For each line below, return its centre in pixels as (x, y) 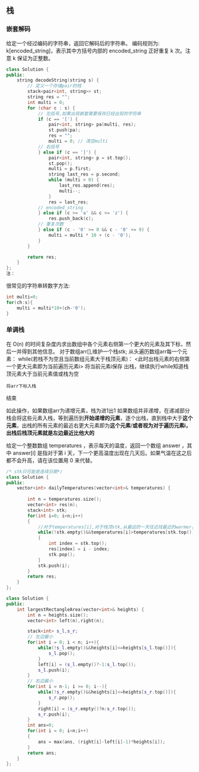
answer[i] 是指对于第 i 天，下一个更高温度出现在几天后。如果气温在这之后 (102, 453)
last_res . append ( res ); (87, 186)
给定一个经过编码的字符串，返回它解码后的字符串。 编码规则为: (83, 43)
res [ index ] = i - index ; (79, 549)
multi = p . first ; (70, 169)
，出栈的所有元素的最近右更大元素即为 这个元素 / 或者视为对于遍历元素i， (104, 425)
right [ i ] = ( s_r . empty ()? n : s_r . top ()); (87, 709)
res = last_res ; (68, 202)
